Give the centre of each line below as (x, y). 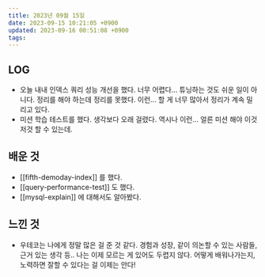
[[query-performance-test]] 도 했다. (77, 187)
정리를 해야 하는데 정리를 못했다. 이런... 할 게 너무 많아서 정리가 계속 (141, 100)
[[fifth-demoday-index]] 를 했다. (71, 177)
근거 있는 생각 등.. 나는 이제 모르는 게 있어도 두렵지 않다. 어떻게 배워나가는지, (137, 255)
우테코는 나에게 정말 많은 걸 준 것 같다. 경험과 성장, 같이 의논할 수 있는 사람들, (138, 245)
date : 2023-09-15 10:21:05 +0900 (63, 23)
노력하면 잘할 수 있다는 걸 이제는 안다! (78, 264)
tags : (17, 38)
